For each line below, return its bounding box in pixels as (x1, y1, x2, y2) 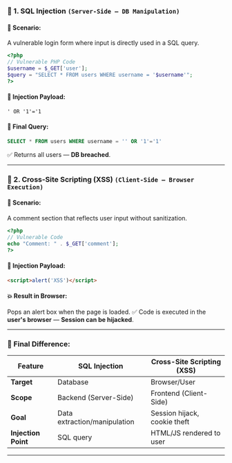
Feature (17, 361, 43, 370)
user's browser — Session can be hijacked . (7, 315, 134, 323)
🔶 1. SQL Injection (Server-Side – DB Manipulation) (7, 6, 180, 16)
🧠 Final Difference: (7, 339, 70, 348)
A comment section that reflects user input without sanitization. (7, 214, 188, 222)
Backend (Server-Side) (57, 393, 134, 402)
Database (57, 377, 89, 386)
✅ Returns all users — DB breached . (7, 150, 111, 158)
